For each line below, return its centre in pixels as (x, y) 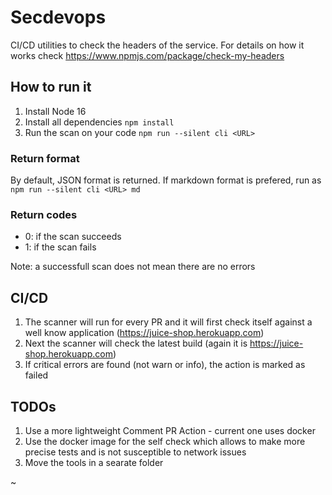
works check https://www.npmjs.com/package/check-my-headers (147, 55)
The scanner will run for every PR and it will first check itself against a (168, 322)
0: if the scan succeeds (73, 237)
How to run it (51, 87)
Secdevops (58, 17)
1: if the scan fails (60, 247)
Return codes (44, 214)
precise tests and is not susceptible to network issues (135, 452)
